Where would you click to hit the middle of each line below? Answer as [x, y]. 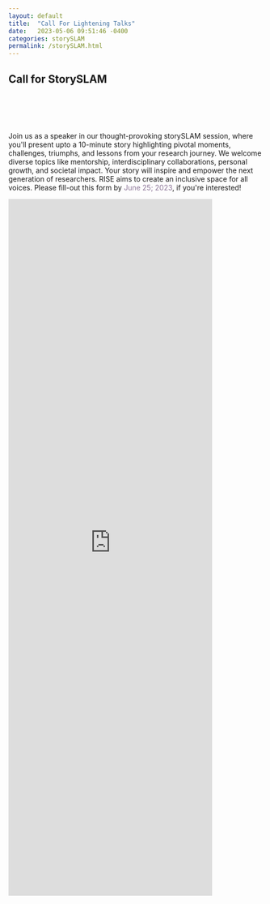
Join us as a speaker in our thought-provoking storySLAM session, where [131, 135]
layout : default [36, 16]
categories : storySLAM [46, 39]
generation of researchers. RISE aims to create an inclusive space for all [128, 178]
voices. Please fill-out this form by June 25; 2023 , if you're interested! [125, 187]
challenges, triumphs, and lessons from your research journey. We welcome [135, 153]
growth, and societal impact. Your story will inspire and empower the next [131, 170]
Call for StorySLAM [58, 79]
